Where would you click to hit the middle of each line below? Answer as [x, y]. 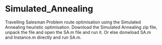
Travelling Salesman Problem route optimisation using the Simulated [73, 22]
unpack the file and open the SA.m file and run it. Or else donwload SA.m [78, 32]
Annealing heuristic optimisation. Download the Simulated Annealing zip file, [81, 27]
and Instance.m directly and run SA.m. [43, 37]
